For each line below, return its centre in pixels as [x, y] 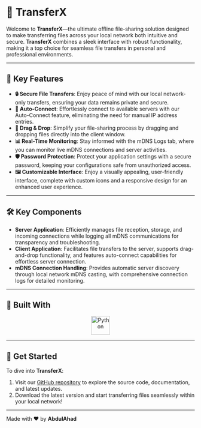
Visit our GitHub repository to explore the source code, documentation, [102, 382]
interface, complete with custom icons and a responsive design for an [101, 180]
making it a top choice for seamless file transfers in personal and [86, 48]
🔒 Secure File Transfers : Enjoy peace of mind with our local [89, 94]
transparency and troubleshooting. [57, 242]
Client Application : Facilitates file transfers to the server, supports [97, 249]
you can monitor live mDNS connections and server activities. [91, 149]
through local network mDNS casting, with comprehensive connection [101, 274]
